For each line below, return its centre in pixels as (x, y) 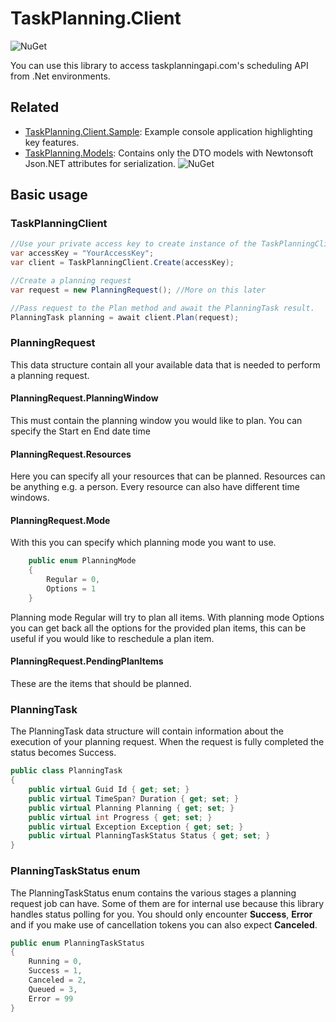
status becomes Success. (63, 753)
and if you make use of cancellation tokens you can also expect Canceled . (164, 924)
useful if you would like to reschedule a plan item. (112, 638)
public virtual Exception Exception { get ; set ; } (136, 827)
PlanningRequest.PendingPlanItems (87, 661)
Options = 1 (71, 589)
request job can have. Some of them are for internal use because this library (167, 903)
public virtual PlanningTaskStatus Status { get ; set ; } (149, 836)
